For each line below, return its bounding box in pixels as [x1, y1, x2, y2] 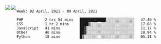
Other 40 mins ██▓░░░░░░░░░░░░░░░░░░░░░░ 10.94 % [17, 30, 157, 35]
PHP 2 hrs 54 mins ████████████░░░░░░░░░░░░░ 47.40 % [17, 17, 157, 22]
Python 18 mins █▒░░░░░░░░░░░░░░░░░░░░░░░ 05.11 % [17, 34, 157, 39]
